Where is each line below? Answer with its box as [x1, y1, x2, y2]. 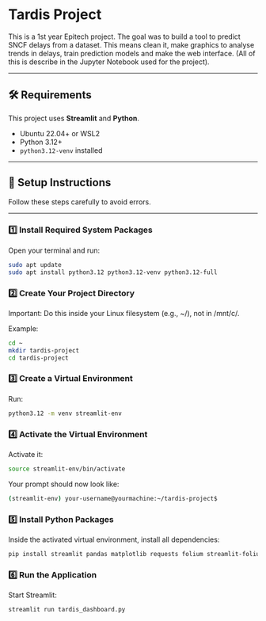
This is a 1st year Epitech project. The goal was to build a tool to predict [8, 32, 241, 41]
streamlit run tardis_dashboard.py [8, 606, 126, 614]
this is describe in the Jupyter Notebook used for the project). [8, 57, 210, 67]
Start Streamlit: [8, 590, 57, 600]
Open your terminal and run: [8, 246, 101, 255]
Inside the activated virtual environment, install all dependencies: [8, 535, 220, 544]
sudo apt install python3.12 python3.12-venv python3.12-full [8, 268, 218, 276]
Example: [8, 323, 39, 333]
